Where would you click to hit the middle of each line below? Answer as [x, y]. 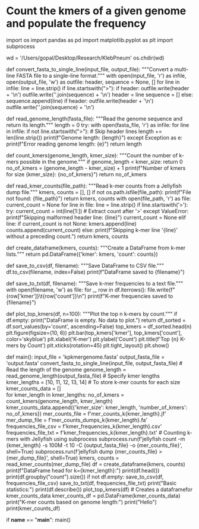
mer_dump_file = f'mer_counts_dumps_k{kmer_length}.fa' [77, 420]
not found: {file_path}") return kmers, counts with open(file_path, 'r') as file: [99, 198]
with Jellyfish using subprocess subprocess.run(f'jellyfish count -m [102, 439]
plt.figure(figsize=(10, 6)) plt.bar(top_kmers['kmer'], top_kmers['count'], [94, 332]
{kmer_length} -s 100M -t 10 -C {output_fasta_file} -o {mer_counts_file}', [94, 445]
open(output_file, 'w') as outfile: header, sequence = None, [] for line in [93, 82]
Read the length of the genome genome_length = [66, 369]
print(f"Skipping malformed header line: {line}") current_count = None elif [96, 217]
